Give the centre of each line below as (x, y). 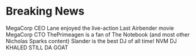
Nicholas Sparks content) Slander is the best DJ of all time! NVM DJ (91, 41)
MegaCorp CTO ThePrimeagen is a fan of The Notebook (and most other (98, 34)
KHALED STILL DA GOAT (37, 47)
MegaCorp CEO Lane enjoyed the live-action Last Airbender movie (90, 28)
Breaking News (45, 11)
